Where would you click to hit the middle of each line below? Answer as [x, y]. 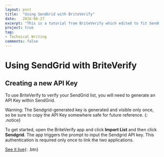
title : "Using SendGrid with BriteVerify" [50, 14]
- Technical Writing [26, 37]
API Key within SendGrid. [30, 100]
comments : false [21, 41]
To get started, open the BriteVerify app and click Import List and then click [81, 129]
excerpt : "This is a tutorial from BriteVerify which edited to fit [76, 23]
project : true [20, 28]
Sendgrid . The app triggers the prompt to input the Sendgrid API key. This [80, 135]
